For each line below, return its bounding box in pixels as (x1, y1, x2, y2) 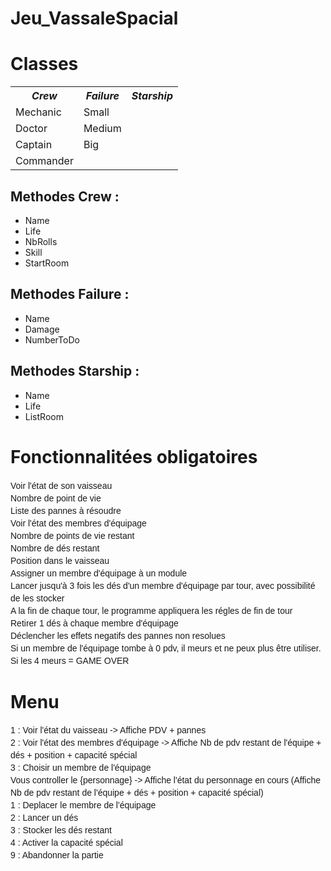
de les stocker (10, 592, 65, 604)
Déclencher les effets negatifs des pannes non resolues (10, 630, 226, 641)
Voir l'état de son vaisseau (10, 480, 113, 491)
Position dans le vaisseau (10, 555, 110, 566)
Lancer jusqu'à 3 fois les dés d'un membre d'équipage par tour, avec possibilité (10, 580, 316, 591)
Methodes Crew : (10, 188, 120, 205)
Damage (24, 323, 60, 335)
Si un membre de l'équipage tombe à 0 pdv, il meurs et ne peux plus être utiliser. (10, 642, 322, 654)
